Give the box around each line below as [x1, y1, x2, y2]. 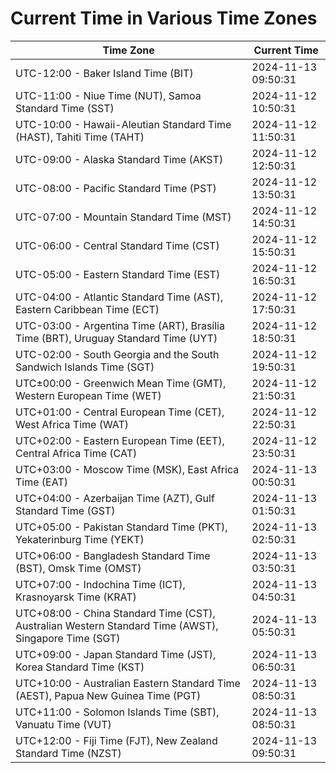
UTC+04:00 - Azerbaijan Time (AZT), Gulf [15, 491, 215, 505]
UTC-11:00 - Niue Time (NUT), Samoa [15, 88, 202, 102]
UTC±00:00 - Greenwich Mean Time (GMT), [15, 376, 227, 390]
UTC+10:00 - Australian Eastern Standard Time [15, 676, 241, 690]
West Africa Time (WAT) [15, 417, 130, 431]
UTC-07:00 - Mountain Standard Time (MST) [15, 210, 232, 224]
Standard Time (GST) [15, 503, 116, 517]
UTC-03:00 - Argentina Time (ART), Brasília [15, 318, 225, 332]
